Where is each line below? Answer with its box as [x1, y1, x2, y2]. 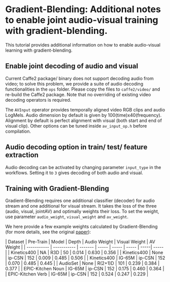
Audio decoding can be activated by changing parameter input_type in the [5, 164, 161, 170]
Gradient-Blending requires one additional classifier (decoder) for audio [5, 197, 155, 204]
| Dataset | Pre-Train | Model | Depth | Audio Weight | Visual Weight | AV [5, 239, 156, 245]
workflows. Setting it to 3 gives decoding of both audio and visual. [5, 170, 144, 176]
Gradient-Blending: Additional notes [5, 4, 161, 15]
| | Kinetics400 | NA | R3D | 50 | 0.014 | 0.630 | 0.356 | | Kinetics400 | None [5, 250, 163, 256]
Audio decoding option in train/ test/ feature [5, 143, 148, 151]
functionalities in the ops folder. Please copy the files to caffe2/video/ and [5, 86, 160, 92]
